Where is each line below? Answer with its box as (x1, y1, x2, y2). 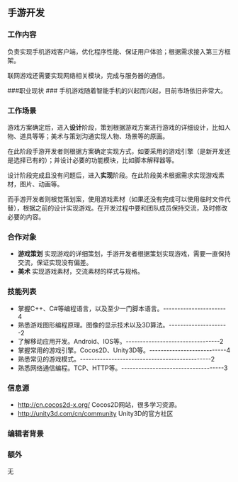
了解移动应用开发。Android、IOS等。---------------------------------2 (17, 337, 224, 345)
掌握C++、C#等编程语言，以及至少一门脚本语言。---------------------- (17, 304, 227, 313)
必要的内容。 (7, 212, 45, 221)
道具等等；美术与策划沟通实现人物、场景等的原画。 (19, 132, 169, 140)
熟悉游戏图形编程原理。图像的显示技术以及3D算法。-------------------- (17, 320, 227, 329)
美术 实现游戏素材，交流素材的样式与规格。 (17, 267, 144, 276)
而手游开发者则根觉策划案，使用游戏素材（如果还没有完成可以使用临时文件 (7, 194, 225, 203)
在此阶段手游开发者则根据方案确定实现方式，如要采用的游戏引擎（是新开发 (7, 147, 225, 155)
